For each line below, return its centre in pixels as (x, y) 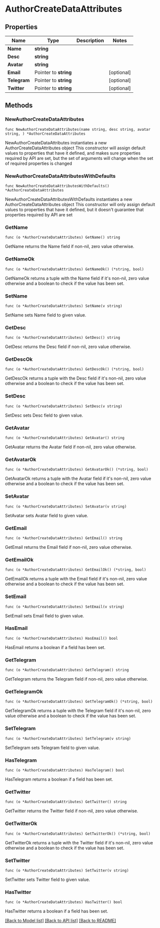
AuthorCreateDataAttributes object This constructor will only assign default (80, 204)
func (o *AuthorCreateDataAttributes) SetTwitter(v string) (67, 870)
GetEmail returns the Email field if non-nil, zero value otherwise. (69, 547)
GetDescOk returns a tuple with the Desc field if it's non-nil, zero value (76, 378)
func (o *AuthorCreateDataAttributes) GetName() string (63, 237)
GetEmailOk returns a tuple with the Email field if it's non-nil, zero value (76, 579)
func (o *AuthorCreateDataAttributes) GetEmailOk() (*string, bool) (76, 570)
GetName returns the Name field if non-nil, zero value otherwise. (70, 246)
